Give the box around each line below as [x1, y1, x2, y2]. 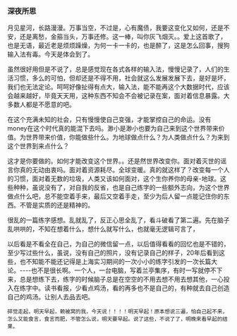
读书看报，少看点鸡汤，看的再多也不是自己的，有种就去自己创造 [44, 284, 230, 292]
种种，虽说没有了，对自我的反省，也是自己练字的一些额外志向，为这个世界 [13, 184, 230, 192]
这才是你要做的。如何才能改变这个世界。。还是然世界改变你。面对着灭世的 [7, 157, 221, 165]
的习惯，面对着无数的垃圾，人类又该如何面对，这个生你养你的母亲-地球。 [7, 174, 221, 183]
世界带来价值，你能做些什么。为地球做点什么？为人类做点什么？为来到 [25, 133, 230, 142]
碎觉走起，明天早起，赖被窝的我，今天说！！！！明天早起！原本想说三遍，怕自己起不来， [7, 308, 228, 316]
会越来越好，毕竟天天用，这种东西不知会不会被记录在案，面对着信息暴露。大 [7, 92, 230, 100]
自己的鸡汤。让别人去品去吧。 [7, 293, 94, 301]
